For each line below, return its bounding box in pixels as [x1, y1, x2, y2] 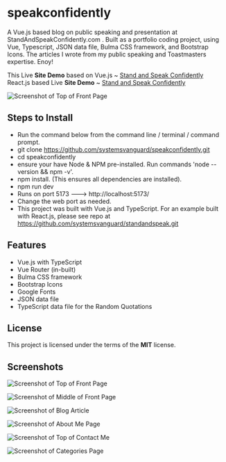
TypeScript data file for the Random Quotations [17, 302, 153, 310]
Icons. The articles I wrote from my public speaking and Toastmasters [7, 50, 207, 58]
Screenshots [7, 360, 64, 373]
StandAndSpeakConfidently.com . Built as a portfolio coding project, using [7, 35, 220, 43]
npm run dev [17, 182, 54, 191]
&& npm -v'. [40, 167, 74, 175]
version [17, 167, 40, 175]
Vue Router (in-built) [17, 265, 76, 273]
